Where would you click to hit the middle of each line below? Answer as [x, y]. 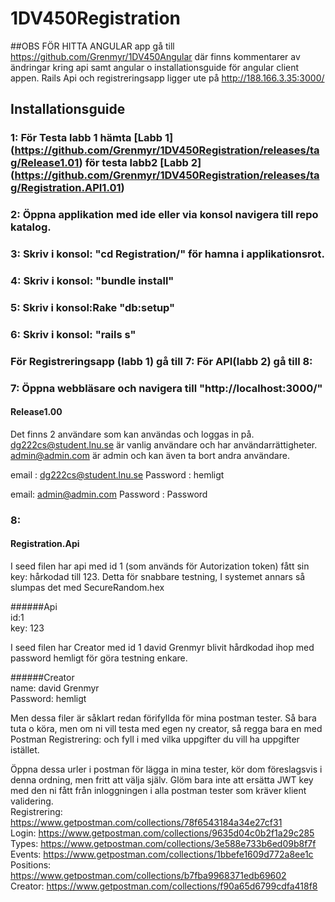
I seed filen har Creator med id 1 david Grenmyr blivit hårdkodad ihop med [162, 648]
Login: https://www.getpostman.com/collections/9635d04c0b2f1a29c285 [162, 833]
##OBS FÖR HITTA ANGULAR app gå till [92, 46]
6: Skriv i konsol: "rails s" [73, 334]
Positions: [31, 865]
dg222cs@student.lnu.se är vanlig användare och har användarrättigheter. [164, 444]
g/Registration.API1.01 [66, 188]
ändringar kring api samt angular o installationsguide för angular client [155, 67]
